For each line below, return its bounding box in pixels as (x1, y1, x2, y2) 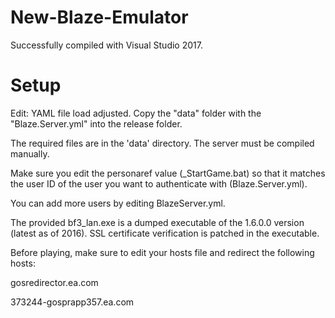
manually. (10, 147, 50, 160)
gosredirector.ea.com (10, 276, 99, 288)
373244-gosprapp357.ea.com (10, 296, 135, 308)
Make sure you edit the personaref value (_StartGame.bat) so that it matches (10, 167, 326, 179)
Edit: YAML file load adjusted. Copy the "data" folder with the (10, 107, 262, 119)
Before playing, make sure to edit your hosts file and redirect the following (10, 246, 315, 258)
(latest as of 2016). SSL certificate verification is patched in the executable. (10, 227, 320, 239)
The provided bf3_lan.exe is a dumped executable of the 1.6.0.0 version (10, 216, 305, 228)
